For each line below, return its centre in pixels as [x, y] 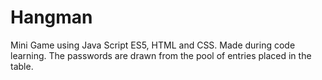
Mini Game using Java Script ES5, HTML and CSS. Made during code [153, 45]
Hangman [51, 17]
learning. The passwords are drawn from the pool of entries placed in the [161, 55]
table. [22, 66]
